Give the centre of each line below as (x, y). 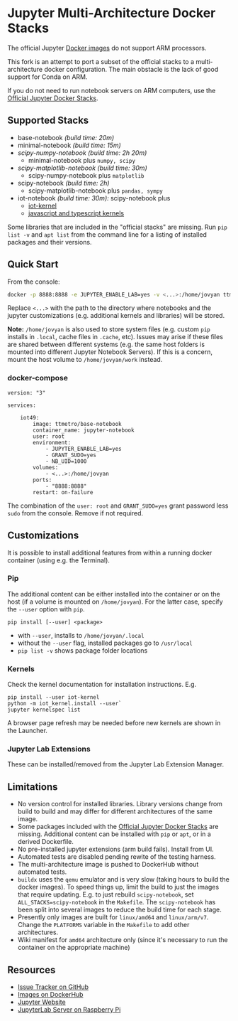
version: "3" (27, 392)
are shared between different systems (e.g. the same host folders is (106, 344)
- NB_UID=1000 (66, 461)
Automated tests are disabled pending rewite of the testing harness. (117, 857)
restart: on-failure (63, 492)
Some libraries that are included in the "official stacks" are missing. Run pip (118, 227)
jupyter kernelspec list (44, 710)
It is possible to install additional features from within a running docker (110, 552)
